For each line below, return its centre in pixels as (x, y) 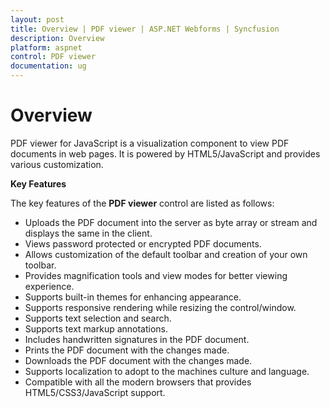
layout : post (37, 19)
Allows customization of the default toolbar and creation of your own (166, 254)
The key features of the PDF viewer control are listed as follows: (142, 203)
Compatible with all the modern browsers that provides (138, 382)
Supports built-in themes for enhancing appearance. (133, 297)
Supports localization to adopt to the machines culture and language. (167, 371)
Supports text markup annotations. (96, 328)
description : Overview (57, 38)
